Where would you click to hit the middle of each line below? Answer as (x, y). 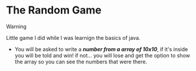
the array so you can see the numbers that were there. (81, 62)
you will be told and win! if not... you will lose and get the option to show (102, 55)
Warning (16, 26)
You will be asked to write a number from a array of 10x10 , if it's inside (101, 49)
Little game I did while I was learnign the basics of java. (73, 38)
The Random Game (54, 10)
